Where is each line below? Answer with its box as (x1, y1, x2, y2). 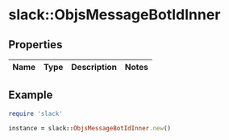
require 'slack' (8, 109, 63, 117)
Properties (8, 38, 63, 51)
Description (71, 62, 117, 72)
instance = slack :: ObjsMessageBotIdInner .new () (8, 124, 172, 132)
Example (8, 89, 53, 102)
